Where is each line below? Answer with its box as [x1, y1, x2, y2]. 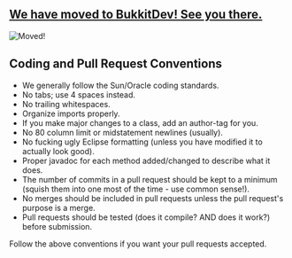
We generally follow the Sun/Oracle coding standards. [21, 80, 219, 90]
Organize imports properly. [21, 108, 121, 119]
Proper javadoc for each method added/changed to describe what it [21, 155, 271, 166]
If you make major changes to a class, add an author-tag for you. [21, 117, 258, 128]
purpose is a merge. [21, 202, 96, 213]
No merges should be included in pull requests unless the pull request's [21, 192, 284, 203]
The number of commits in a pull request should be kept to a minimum [21, 174, 278, 184]
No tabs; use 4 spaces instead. [21, 89, 135, 100]
